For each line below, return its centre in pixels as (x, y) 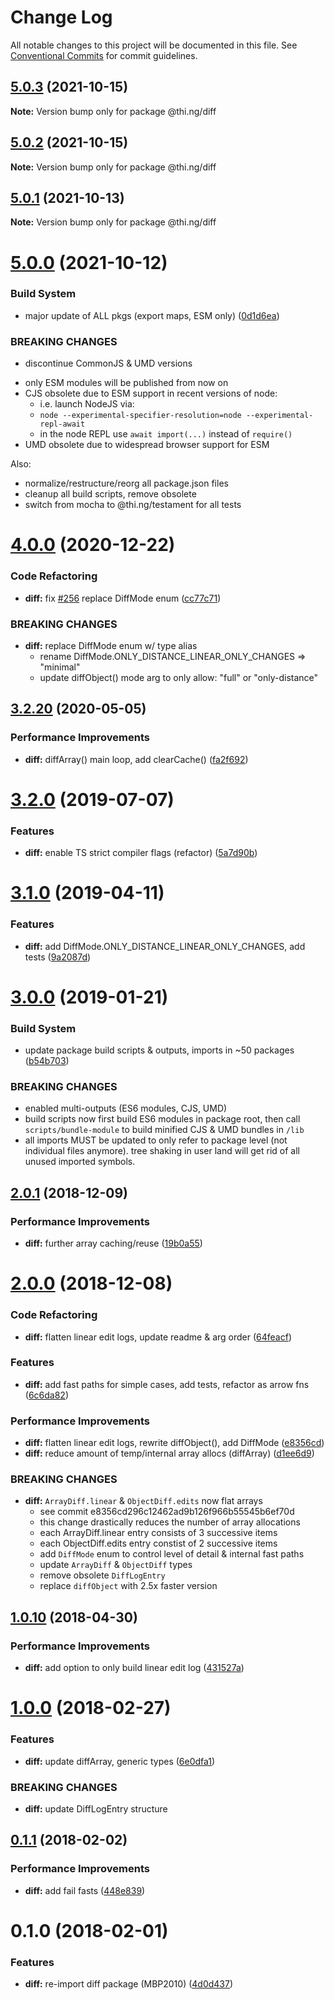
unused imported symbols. (80, 1162)
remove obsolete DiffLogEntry (102, 1575)
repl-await (62, 424)
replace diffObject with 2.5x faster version (128, 1586)
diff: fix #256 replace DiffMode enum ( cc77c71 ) (123, 598)
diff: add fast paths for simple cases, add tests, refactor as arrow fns (167, 1384)
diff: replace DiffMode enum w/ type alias (111, 645)
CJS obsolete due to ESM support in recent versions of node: (151, 393)
